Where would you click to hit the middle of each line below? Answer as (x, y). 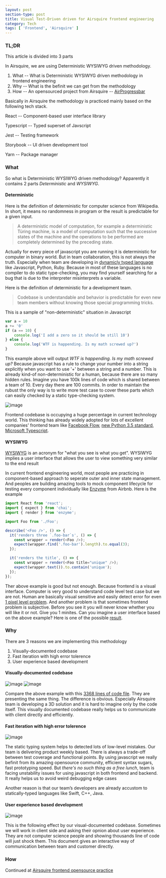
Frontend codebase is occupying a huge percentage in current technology (81, 415)
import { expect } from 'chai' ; (38, 508)
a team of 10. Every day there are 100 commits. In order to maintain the (77, 385)
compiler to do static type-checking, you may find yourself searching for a (81, 273)
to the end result (22, 464)
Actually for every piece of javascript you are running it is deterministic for (81, 251)
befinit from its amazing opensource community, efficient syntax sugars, (79, 763)
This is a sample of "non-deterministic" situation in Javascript (68, 312)
